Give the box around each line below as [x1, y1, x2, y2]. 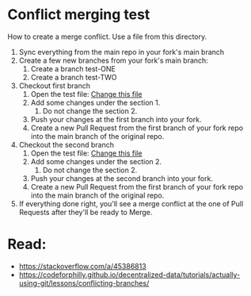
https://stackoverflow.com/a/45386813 [18, 261, 147, 271]
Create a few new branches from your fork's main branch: [18, 56, 209, 65]
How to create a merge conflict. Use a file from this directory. [7, 32, 207, 41]
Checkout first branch [18, 81, 91, 90]
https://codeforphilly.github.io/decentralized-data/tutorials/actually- [18, 270, 241, 279]
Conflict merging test [7, 6, 150, 24]
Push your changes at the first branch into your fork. [30, 114, 202, 124]
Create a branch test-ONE [30, 63, 116, 73]
